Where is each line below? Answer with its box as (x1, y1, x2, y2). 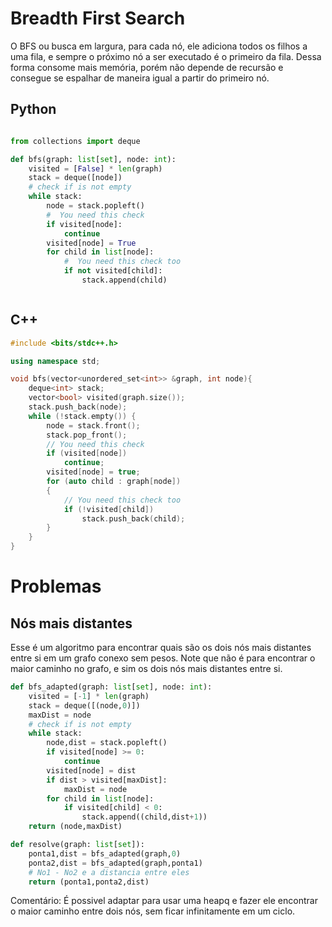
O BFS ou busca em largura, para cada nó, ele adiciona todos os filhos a (10, 40, 308, 52)
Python (10, 101, 57, 118)
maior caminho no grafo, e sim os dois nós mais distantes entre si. (10, 663, 283, 675)
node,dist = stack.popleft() (46, 738, 168, 748)
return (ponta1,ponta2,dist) (28, 877, 150, 887)
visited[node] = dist (46, 765, 137, 776)
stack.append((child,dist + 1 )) (81, 812, 208, 822)
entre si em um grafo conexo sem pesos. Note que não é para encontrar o (10, 652, 316, 664)
